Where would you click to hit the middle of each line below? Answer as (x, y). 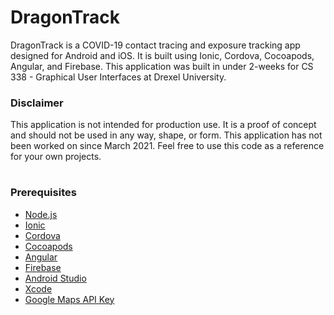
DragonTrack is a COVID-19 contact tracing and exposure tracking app (155, 45)
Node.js (41, 214)
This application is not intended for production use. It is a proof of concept (163, 125)
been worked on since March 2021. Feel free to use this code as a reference (167, 146)
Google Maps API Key (69, 299)
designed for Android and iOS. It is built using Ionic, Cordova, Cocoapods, (162, 55)
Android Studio (55, 278)
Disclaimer (37, 103)
